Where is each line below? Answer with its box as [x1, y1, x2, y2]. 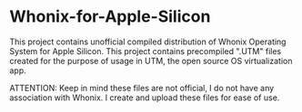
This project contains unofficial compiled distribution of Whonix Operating [9, 36, 287, 47]
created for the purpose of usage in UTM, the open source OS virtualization [9, 55, 293, 66]
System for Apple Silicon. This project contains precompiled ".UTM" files [9, 45, 282, 56]
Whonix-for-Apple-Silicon [9, 6, 211, 27]
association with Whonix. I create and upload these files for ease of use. [9, 92, 280, 103]
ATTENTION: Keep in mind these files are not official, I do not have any [9, 82, 275, 93]
